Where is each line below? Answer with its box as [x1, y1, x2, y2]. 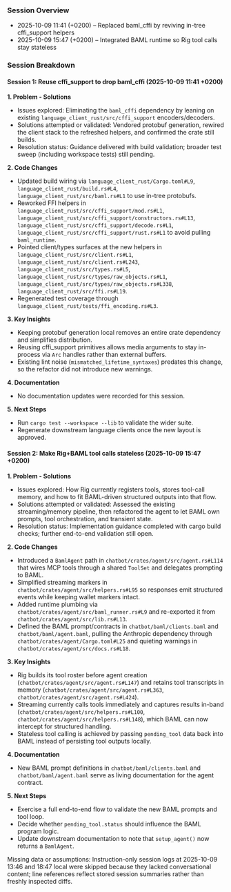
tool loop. [17, 812, 45, 820]
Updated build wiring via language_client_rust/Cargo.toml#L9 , [17, 177, 195, 185]
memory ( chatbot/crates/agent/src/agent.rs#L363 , [17, 686, 164, 694]
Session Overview [7, 6, 70, 15]
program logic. [17, 827, 59, 835]
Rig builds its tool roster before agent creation [17, 670, 148, 679]
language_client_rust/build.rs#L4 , [17, 184, 119, 193]
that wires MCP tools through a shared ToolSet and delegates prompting [17, 563, 223, 572]
